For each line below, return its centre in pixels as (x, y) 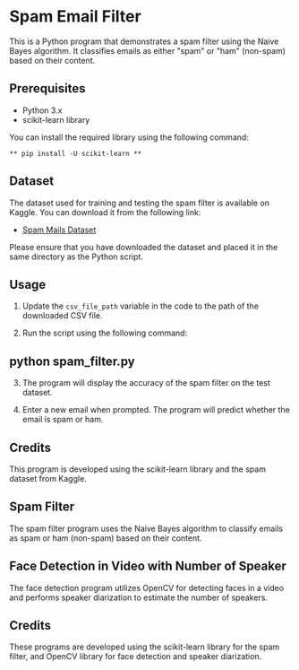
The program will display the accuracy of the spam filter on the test (146, 383)
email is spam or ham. (63, 420)
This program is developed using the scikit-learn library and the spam (138, 469)
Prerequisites (47, 88)
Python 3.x (42, 110)
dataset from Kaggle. (48, 479)
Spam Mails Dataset (59, 230)
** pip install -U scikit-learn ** (76, 153)
